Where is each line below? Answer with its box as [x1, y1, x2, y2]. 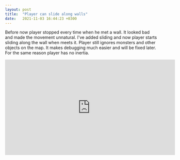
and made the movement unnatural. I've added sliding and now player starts [5, 34, 157, 40]
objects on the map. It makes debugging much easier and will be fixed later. [5, 45, 156, 51]
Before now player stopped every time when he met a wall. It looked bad [5, 30, 150, 35]
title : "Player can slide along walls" [5, 12, 88, 16]
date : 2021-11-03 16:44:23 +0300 [5, 16, 77, 21]
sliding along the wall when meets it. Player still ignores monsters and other [5, 40, 156, 46]
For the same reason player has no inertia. [5, 50, 89, 56]
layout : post [5, 7, 32, 12]
